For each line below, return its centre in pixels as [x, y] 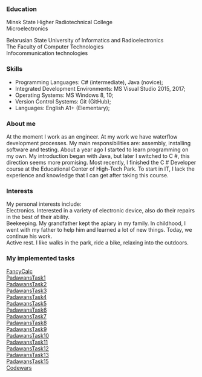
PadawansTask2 [27, 284]
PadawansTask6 [27, 310]
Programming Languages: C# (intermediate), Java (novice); [89, 82]
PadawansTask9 [27, 329]
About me [21, 123]
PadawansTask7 [27, 316]
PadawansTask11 [27, 342]
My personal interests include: [44, 204]
